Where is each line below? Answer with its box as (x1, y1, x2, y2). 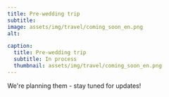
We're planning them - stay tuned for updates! (7, 82, 142, 90)
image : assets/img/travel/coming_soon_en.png (7, 23, 143, 30)
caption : (7, 43, 33, 50)
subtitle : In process (13, 56, 77, 63)
